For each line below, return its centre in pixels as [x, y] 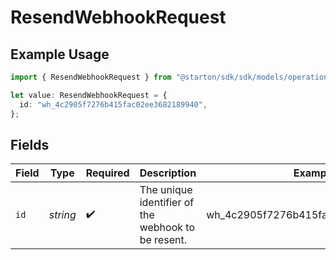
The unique [166, 190]
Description [168, 173]
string [62, 215]
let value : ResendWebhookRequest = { [89, 95]
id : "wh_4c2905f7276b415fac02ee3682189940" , [113, 104]
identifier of [167, 203]
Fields [30, 144]
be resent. [163, 240]
